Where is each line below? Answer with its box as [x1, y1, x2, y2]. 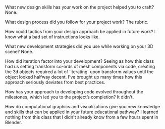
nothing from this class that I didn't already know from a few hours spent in [5, 114, 159, 120]
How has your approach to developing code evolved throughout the [5, 89, 144, 94]
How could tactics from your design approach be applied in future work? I [5, 29, 156, 34]
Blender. [5, 120, 22, 125]
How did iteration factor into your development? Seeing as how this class [5, 58, 154, 64]
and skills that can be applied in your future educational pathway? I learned [5, 109, 159, 115]
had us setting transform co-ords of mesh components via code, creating [5, 64, 155, 69]
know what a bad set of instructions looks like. [5, 34, 100, 40]
